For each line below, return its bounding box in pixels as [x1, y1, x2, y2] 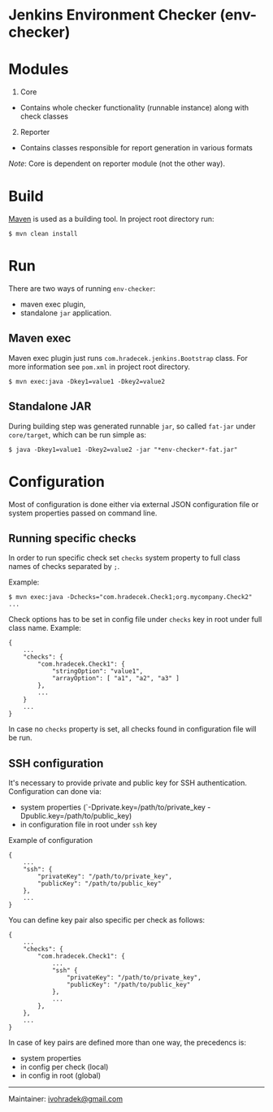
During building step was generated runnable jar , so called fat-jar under [8, 421, 256, 431]
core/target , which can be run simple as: [8, 429, 147, 440]
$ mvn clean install [8, 230, 79, 238]
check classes [19, 111, 69, 121]
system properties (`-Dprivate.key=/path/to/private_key [19, 802, 206, 812]
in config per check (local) [19, 1062, 109, 1072]
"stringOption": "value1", [51, 667, 144, 675]
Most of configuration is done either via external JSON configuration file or [8, 499, 259, 509]
